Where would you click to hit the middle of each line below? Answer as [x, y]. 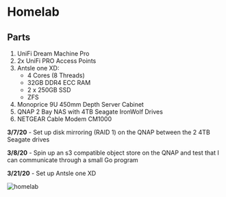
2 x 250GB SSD [49, 90]
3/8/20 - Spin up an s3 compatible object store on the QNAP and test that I [113, 153]
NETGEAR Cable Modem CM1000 [64, 119]
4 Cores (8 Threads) [56, 75]
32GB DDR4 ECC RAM [59, 82]
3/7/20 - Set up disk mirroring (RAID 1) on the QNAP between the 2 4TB [109, 132]
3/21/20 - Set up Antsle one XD [52, 173]
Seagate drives [28, 140]
